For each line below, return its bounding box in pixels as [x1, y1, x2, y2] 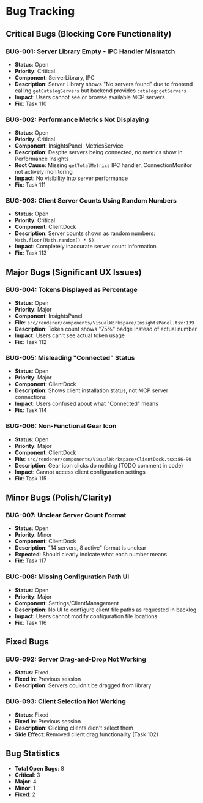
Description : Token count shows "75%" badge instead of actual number [14, 326, 197, 333]
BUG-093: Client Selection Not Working [6, 697, 126, 706]
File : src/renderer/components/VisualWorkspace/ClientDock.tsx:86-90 [14, 455, 192, 463]
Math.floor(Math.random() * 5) [14, 237, 95, 244]
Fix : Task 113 [14, 249, 47, 256]
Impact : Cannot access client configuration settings [14, 468, 146, 476]
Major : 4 [14, 777, 37, 785]
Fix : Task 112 [14, 338, 47, 346]
